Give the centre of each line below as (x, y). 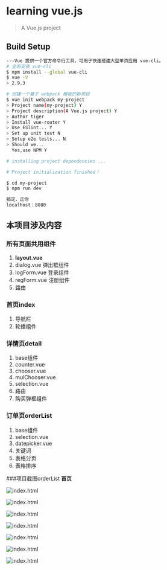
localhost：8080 (26, 205)
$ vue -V (17, 78)
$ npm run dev (24, 188)
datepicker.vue (33, 443)
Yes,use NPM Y (29, 150)
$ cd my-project (27, 183)
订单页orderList (29, 416)
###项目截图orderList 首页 (39, 478)
